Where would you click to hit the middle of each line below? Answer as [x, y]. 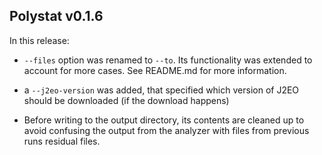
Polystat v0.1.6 [56, 16]
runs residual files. [62, 141]
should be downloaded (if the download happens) [126, 100]
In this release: [39, 40]
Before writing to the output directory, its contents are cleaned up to [164, 120]
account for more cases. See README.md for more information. [155, 70]
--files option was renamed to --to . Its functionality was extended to [168, 60]
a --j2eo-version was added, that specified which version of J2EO [161, 90]
